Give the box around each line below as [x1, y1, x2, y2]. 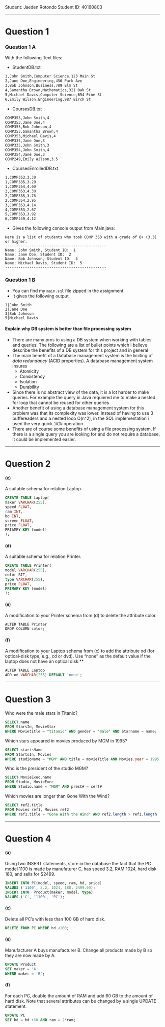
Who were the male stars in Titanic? [5, 710, 78, 716]
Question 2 [5, 458, 51, 469]
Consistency [19, 373, 45, 379]
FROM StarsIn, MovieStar [5, 725, 56, 730]
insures [12, 363, 27, 369]
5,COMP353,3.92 [5, 212, 36, 217]
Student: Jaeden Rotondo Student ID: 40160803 [5, 4, 102, 10]
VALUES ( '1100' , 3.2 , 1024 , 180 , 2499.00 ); [5, 885, 96, 890]
